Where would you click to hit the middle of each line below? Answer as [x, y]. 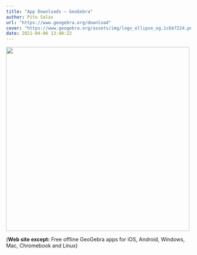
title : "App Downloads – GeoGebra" [50, 11]
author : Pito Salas [30, 17]
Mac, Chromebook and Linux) [42, 246]
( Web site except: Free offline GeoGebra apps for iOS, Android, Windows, [96, 240]
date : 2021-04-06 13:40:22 [39, 34]
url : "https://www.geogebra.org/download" [59, 22]
